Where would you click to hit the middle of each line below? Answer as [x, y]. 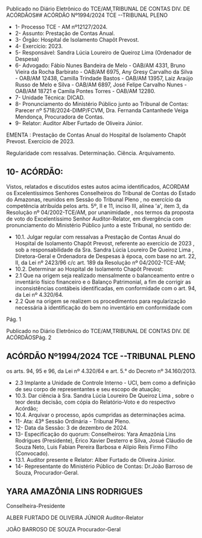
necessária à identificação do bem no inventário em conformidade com [104, 307]
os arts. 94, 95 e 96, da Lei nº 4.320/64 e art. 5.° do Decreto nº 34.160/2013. [101, 371]
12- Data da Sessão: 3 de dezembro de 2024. [71, 427]
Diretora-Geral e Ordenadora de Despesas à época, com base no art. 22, [106, 256]
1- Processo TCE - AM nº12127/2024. [61, 27]
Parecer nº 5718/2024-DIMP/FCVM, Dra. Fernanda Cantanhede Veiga [102, 110]
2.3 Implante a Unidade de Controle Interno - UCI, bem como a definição [105, 383]
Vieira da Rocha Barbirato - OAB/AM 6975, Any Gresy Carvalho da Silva [104, 72]
